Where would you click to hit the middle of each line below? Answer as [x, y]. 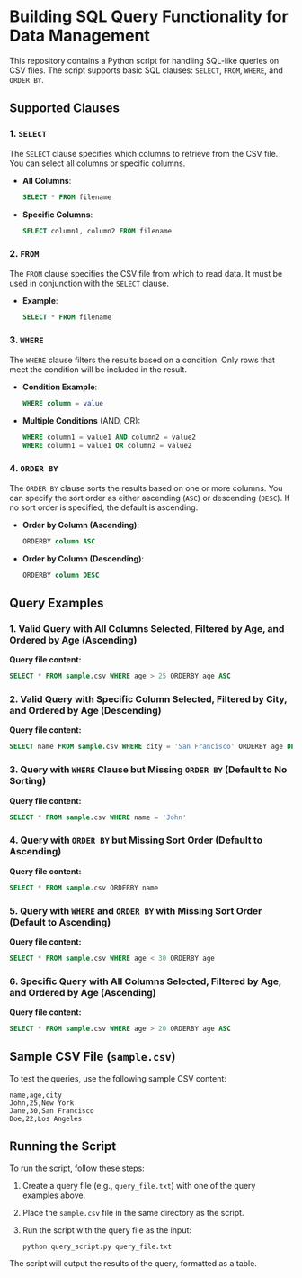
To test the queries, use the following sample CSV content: [118, 1078]
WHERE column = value [63, 403]
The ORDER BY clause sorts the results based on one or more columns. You [146, 488]
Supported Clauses [64, 109]
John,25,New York [42, 1103]
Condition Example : [60, 387]
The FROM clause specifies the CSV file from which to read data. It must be [146, 273]
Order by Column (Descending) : [83, 558]
